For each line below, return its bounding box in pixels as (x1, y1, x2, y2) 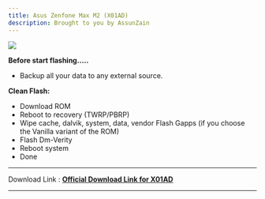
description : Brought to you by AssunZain (8, 19, 150, 27)
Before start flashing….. (8, 55, 89, 65)
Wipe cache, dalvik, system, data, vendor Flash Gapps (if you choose (19, 118, 245, 127)
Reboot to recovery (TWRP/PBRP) (19, 110, 130, 119)
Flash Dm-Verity (19, 135, 73, 145)
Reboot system (19, 143, 69, 152)
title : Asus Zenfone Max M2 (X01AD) (8, 11, 129, 20)
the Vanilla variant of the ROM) (19, 126, 120, 136)
